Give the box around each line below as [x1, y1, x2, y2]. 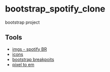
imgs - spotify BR [12, 46, 47, 52]
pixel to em [12, 61, 35, 67]
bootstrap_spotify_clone [5, 3, 106, 14]
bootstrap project [5, 19, 40, 25]
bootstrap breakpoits [12, 57, 55, 62]
